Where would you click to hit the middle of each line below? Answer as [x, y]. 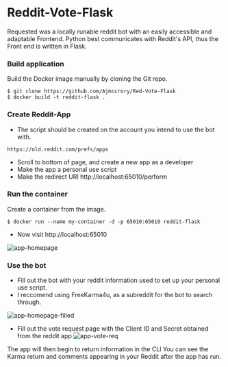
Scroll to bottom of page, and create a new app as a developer [105, 162]
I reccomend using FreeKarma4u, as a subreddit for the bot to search [115, 295]
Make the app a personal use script [67, 169]
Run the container [38, 194]
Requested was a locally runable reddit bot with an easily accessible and [110, 31]
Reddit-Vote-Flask [60, 13]
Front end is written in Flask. [47, 46]
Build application [36, 64]
